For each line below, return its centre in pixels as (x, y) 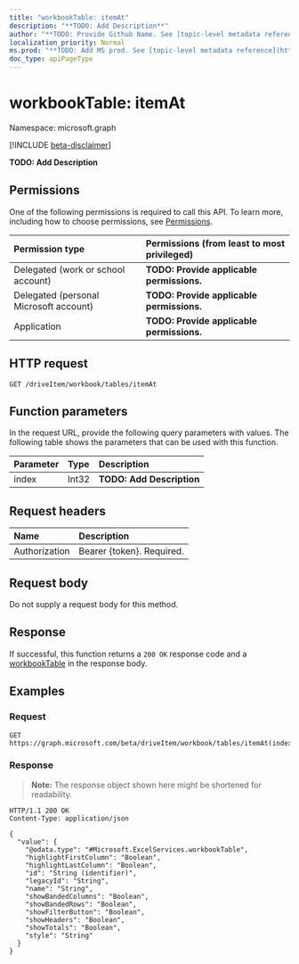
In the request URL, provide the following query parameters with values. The (149, 433)
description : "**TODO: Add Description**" (89, 26)
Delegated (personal (57, 295)
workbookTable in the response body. (78, 663)
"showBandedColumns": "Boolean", (87, 896)
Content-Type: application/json (69, 818)
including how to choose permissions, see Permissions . (111, 221)
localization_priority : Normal (67, 42)
